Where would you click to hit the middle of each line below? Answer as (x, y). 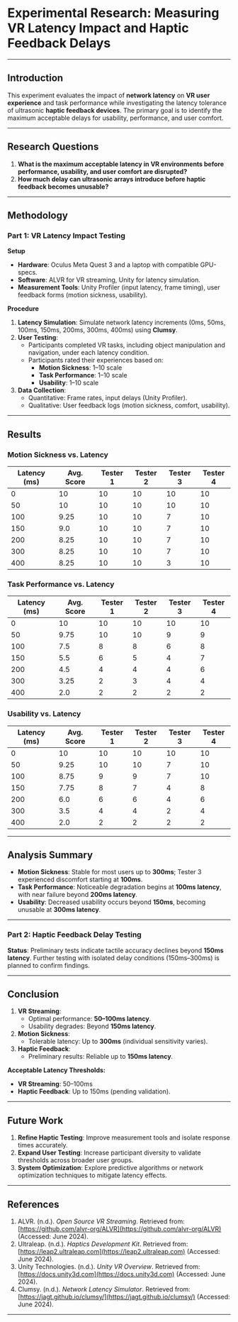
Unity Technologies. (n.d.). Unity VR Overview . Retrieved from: (109, 1267)
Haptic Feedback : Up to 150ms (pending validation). (94, 1091)
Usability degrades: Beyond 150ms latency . (92, 1026)
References (33, 1204)
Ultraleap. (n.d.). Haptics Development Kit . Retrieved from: (103, 1244)
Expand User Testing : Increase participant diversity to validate (109, 1153)
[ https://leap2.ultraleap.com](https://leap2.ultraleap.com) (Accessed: (119, 1252)
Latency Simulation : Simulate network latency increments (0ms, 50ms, (121, 323)
